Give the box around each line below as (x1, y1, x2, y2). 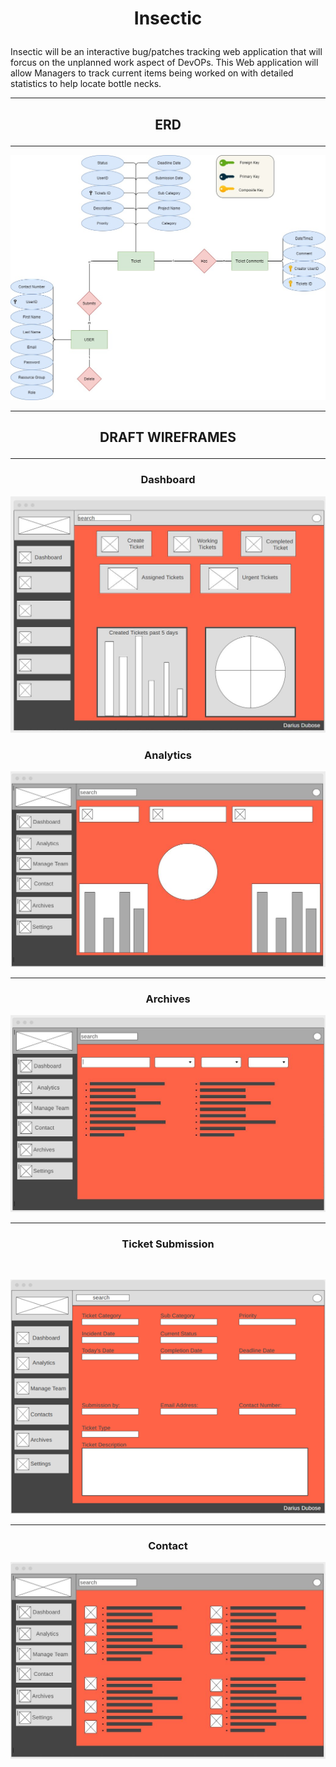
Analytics (144, 748, 192, 762)
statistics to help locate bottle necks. (10, 78, 162, 90)
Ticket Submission (121, 1237, 215, 1251)
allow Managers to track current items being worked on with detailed (10, 67, 294, 79)
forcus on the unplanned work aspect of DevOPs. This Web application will (10, 57, 319, 69)
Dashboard (140, 473, 196, 487)
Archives (145, 992, 191, 1006)
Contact (148, 1538, 188, 1552)
